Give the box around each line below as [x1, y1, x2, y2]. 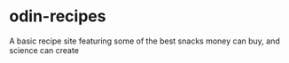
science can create [9, 44, 80, 55]
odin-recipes [9, 6, 106, 27]
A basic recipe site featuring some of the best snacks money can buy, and [9, 35, 281, 46]
